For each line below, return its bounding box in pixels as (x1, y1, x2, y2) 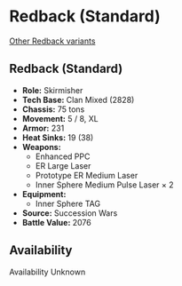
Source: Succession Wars (21, 207, 118, 218)
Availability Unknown (9, 266, 86, 277)
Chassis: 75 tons (21, 104, 85, 115)
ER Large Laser (35, 160, 91, 171)
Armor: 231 (21, 123, 65, 133)
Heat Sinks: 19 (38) (21, 131, 94, 143)
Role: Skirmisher (21, 84, 83, 95)
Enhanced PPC (35, 151, 91, 162)
